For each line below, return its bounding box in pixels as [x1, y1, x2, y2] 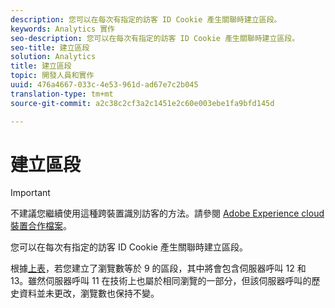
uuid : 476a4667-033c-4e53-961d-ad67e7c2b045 [10, 80, 199, 90]
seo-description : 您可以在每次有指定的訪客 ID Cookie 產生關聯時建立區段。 [10, 33, 300, 43]
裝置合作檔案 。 [10, 220, 72, 232]
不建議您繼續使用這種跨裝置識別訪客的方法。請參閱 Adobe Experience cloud [10, 207, 325, 220]
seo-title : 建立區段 [10, 42, 90, 53]
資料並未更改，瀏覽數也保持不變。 [18, 287, 160, 300]
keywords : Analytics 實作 [10, 24, 115, 34]
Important [10, 187, 51, 199]
